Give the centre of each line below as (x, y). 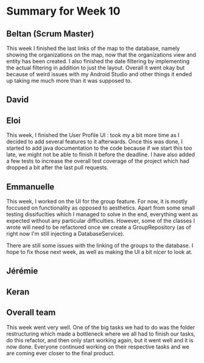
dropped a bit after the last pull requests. (57, 167)
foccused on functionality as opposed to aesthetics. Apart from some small (100, 208)
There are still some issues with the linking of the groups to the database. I (100, 245)
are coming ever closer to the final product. (61, 353)
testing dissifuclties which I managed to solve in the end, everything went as (102, 214)
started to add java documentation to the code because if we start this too (99, 148)
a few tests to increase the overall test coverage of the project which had (98, 161)
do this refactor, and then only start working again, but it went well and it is (100, 340)
